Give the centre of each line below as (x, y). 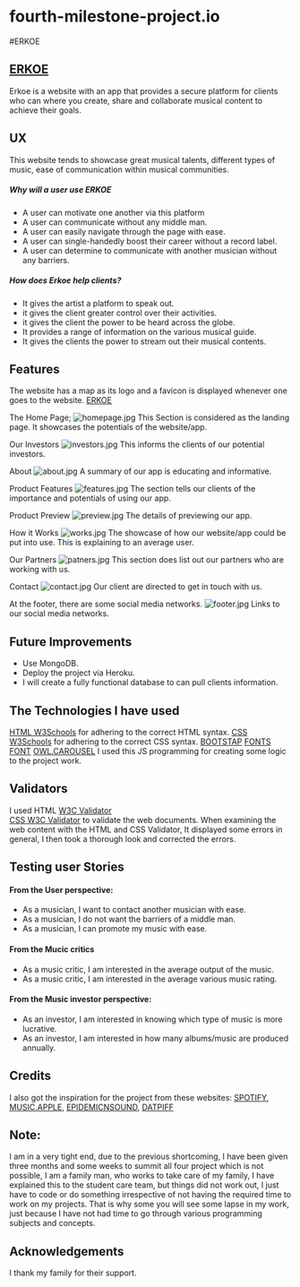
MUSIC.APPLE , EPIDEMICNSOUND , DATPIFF (92, 1107)
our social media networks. (59, 613)
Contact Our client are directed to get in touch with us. (136, 587)
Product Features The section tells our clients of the (133, 489)
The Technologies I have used (94, 711)
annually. (39, 1047)
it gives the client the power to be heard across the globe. (129, 322)
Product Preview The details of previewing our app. (131, 516)
